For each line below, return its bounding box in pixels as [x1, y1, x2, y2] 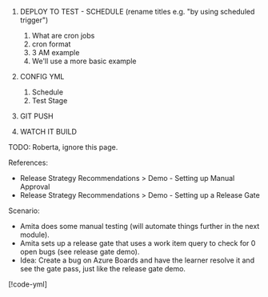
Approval [19, 182, 50, 191]
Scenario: [8, 206, 40, 215]
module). [19, 230, 50, 239]
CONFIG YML [19, 72, 65, 81]
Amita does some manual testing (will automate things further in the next [19, 222, 260, 231]
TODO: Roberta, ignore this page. [8, 142, 118, 151]
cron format [31, 39, 71, 49]
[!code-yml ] [8, 279, 48, 289]
